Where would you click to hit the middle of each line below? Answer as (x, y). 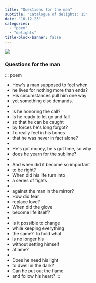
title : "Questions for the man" (39, 10)
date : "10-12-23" (23, 19)
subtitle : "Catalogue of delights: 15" (47, 14)
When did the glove (32, 207)
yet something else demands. (43, 101)
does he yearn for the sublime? (44, 154)
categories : (17, 24)
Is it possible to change (36, 223)
